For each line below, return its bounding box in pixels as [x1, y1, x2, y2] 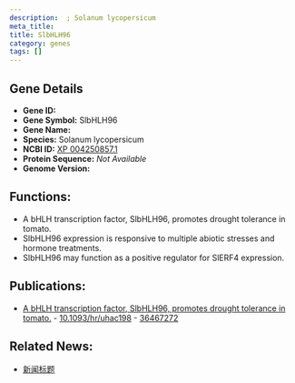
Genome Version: [22, 163, 91, 174]
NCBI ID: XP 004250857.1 [22, 143, 118, 155]
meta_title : [9, 22, 54, 31]
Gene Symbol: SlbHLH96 [22, 115, 118, 126]
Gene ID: [22, 105, 56, 116]
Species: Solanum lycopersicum [22, 134, 145, 145]
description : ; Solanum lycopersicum [9, 13, 156, 23]
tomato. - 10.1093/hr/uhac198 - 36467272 [22, 312, 179, 323]
